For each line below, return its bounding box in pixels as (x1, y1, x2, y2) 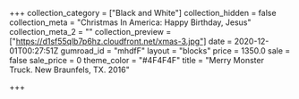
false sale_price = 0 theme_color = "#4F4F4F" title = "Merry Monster (9, 55, 264, 65)
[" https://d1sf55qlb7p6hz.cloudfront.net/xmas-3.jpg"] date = (9, 36, 233, 46)
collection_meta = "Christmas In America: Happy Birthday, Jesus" (9, 17, 252, 28)
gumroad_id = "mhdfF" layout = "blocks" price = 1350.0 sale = (60, 45, 291, 56)
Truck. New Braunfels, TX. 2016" (9, 64, 130, 75)
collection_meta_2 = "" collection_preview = (9, 27, 172, 37)
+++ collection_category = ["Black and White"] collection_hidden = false (9, 8, 277, 18)
